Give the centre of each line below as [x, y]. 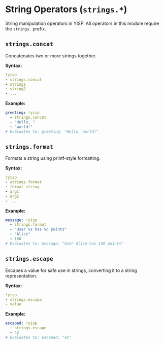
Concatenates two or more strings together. [51, 56]
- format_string [22, 187]
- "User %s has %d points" [38, 229]
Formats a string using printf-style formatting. [53, 158]
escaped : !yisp [21, 323]
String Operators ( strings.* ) [66, 9]
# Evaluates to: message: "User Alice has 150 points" [64, 244]
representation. [21, 275]
